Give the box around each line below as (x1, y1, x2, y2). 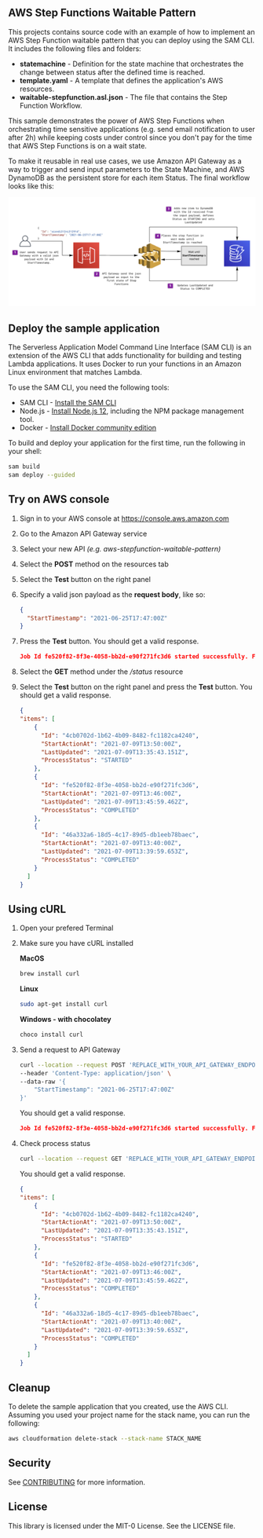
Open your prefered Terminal (19, 923, 114, 933)
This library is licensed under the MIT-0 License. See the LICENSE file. (8, 1521, 236, 1530)
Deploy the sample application (8, 321, 160, 335)
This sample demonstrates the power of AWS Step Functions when (8, 115, 225, 125)
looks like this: (8, 181, 55, 191)
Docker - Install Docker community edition (19, 423, 157, 433)
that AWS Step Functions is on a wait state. (8, 141, 148, 150)
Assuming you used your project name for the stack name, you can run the (8, 1410, 250, 1420)
